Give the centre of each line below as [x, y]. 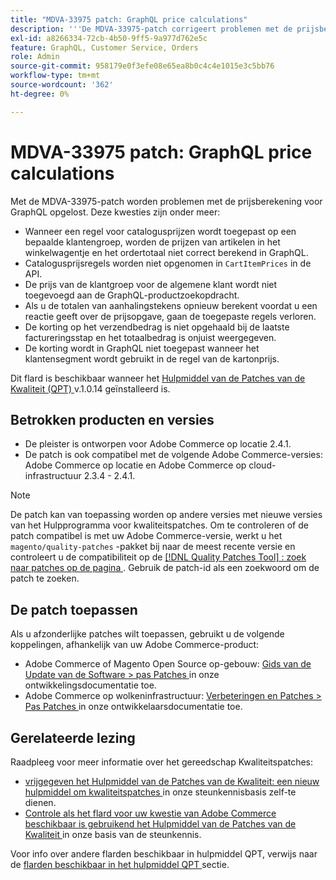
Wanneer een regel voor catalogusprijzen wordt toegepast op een [160, 231]
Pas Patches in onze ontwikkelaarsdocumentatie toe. [133, 707]
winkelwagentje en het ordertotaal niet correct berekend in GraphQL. [166, 252]
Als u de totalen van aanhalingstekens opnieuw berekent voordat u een [171, 305]
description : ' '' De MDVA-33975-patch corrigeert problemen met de [151, 29]
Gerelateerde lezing [73, 737]
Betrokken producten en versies [112, 419]
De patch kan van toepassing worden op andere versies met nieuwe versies [166, 515]
